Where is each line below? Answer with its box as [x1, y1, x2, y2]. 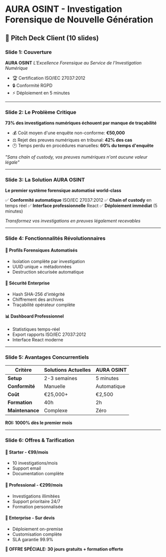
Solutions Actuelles [43, 367, 91, 374]
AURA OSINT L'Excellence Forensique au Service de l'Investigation [5, 59, 142, 65]
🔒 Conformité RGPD [12, 82, 53, 88]
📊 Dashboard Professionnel [5, 313, 64, 319]
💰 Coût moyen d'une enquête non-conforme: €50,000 [12, 130, 125, 136]
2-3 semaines [43, 375, 78, 382]
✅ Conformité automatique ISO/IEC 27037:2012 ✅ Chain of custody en [5, 197, 152, 203]
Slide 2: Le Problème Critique [5, 109, 77, 115]
